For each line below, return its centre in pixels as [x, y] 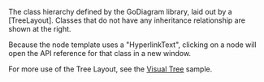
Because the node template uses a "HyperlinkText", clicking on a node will [133, 45]
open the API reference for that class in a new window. [100, 53]
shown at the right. [40, 29]
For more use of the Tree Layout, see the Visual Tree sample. [110, 69]
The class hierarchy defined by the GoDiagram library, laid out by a [121, 12]
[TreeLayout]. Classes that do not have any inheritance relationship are [127, 20]
